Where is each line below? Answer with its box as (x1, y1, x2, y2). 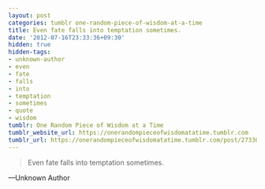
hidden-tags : (8, 48, 51, 56)
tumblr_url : (8, 135, 47, 144)
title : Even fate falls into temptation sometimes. (8, 26, 181, 34)
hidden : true (8, 41, 51, 49)
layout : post (8, 11, 51, 20)
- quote (8, 107, 34, 115)
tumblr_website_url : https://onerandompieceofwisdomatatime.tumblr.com (8, 128, 248, 136)
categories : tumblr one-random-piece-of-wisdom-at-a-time (8, 19, 203, 27)
